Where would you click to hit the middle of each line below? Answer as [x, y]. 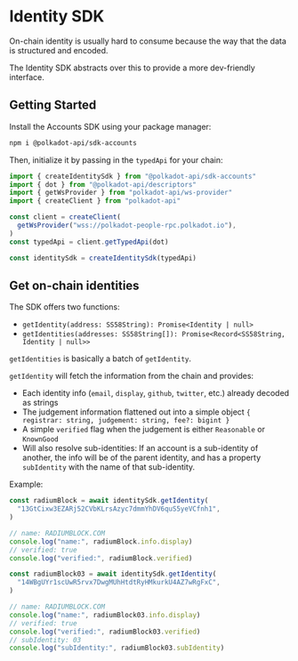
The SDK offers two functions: [64, 307]
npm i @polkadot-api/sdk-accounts [73, 143]
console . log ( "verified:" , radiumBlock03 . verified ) [105, 632]
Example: [26, 484]
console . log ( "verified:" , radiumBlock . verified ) [101, 558]
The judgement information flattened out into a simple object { [136, 412]
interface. [27, 77]
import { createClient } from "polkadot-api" [95, 201]
